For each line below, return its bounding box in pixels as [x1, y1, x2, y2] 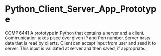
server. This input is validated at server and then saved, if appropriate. [5, 45, 146, 51]
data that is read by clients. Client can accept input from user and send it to [5, 40, 156, 46]
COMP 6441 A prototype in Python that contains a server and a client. [5, 30, 144, 36]
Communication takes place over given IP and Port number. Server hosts [5, 35, 151, 41]
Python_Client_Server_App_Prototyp [5, 3, 157, 15]
